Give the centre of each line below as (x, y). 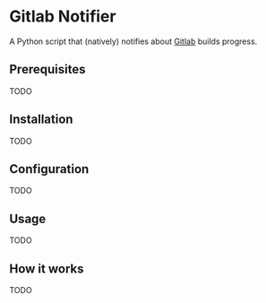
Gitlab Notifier (63, 17)
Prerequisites (47, 69)
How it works (47, 268)
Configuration (49, 169)
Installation (41, 120)
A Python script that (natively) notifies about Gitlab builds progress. (133, 41)
